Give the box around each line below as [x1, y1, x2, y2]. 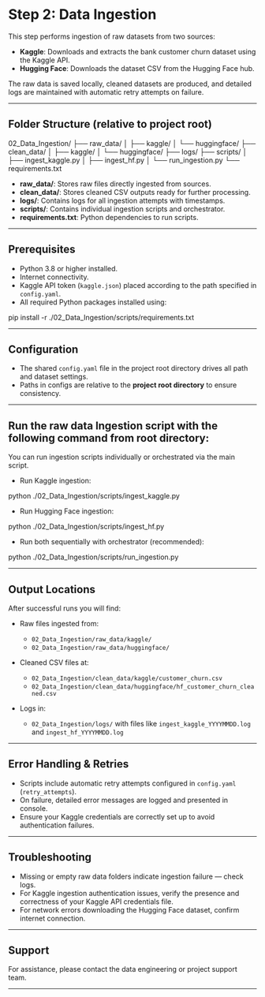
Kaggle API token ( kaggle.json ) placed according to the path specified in [19, 280, 257, 289]
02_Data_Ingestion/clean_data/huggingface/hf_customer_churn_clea [31, 683, 255, 691]
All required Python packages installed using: [19, 297, 167, 307]
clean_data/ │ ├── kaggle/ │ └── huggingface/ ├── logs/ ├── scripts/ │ [8, 147, 248, 156]
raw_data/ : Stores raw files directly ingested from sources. [19, 179, 211, 189]
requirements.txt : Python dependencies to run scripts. [19, 212, 199, 222]
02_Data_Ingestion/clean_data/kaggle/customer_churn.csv [31, 674, 223, 682]
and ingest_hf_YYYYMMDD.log [31, 727, 124, 737]
